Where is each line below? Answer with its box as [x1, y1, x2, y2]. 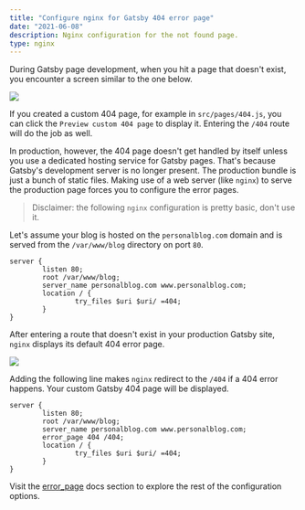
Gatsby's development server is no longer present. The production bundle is [9, 165, 297, 176]
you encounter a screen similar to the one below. [9, 74, 194, 85]
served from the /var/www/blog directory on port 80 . [9, 239, 204, 250]
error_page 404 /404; [42, 433, 125, 442]
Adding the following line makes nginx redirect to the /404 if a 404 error [9, 374, 279, 385]
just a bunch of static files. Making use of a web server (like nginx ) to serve [9, 175, 292, 186]
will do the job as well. [9, 128, 93, 139]
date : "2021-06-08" [9, 22, 84, 31]
